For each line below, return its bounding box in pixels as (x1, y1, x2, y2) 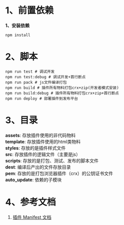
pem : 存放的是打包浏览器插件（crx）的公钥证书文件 (5, 170, 113, 176)
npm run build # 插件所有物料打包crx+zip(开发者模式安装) (5, 85, 119, 90)
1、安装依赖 (5, 22, 30, 28)
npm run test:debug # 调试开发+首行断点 (5, 74, 86, 79)
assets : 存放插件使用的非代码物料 (5, 132, 76, 138)
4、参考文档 (5, 197, 56, 208)
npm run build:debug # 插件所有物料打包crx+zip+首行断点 (5, 90, 119, 95)
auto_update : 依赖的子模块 (5, 176, 62, 183)
